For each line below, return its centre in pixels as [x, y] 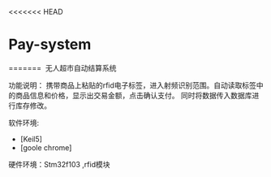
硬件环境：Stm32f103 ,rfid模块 [59, 164]
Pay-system [50, 45]
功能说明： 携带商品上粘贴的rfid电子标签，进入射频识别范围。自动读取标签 [133, 85]
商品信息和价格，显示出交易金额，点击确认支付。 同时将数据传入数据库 [133, 95]
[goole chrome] [46, 147]
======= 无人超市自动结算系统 [62, 67]
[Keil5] [31, 139]
